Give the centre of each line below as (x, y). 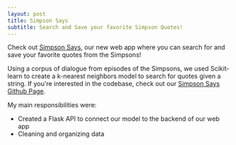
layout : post (27, 14)
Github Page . (27, 91)
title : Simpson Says (38, 21)
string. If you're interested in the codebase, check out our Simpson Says (114, 84)
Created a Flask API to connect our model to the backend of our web (118, 119)
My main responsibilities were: (52, 105)
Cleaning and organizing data (61, 134)
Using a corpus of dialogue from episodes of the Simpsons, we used (108, 69)
